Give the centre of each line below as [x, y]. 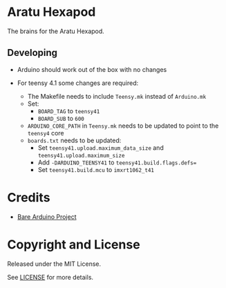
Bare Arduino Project [47, 217]
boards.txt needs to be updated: [74, 140]
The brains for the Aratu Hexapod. [56, 31]
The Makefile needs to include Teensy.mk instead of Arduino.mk [117, 96]
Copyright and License [74, 244]
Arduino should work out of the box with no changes [92, 69]
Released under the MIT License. [54, 264]
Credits [29, 197]
